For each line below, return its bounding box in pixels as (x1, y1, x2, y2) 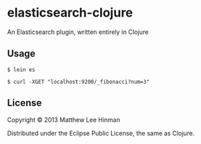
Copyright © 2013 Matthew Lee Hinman (7, 116, 121, 124)
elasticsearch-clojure (7, 5, 133, 21)
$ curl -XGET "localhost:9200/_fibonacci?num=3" (7, 78, 150, 85)
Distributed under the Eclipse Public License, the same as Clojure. (7, 129, 195, 137)
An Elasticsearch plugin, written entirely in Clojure (7, 28, 149, 36)
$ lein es (7, 66, 36, 73)
